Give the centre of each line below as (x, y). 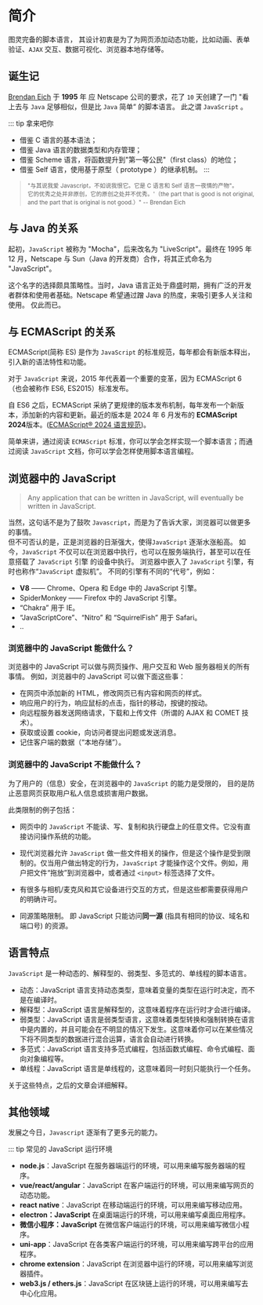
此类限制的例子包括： (42, 810)
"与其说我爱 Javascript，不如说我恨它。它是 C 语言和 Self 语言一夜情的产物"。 (132, 185)
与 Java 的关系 (43, 228)
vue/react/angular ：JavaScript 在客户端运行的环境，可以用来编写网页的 (137, 1186)
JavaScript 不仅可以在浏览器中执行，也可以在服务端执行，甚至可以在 (133, 552)
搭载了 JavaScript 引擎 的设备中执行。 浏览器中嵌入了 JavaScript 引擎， (131, 561)
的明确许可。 (40, 899)
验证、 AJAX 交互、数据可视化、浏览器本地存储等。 (88, 49)
